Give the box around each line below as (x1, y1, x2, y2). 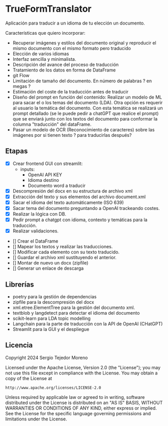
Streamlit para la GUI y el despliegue (12, 326, 90, 333)
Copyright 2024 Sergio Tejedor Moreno (5, 354, 88, 361)
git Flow (12, 72, 30, 78)
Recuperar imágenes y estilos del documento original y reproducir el (12, 39, 156, 46)
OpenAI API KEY (27, 172, 63, 178)
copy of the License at (5, 375, 52, 381)
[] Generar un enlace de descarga (12, 265, 84, 271)
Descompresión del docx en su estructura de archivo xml (12, 187, 133, 194)
